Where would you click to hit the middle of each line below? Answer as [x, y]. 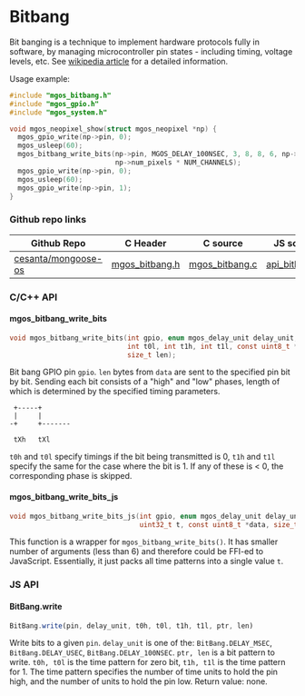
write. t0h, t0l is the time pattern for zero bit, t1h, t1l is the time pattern [148, 662]
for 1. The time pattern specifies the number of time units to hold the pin [144, 672]
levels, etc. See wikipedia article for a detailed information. [119, 61]
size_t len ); [152, 355]
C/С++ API [34, 297]
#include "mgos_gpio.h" [54, 104]
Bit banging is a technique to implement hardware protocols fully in [135, 42]
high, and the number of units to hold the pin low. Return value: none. [138, 681]
